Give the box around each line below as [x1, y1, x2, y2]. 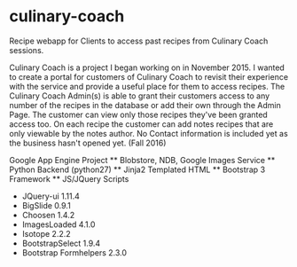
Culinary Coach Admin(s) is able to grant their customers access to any [9, 90, 270, 101]
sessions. [9, 44, 44, 55]
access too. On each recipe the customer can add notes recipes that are [9, 118, 274, 130]
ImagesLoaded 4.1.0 [21, 219, 96, 230]
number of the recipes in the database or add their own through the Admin [9, 99, 281, 110]
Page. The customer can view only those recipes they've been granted [9, 109, 268, 120]
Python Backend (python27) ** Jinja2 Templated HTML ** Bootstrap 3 [9, 164, 266, 175]
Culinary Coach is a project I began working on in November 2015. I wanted [9, 62, 285, 73]
